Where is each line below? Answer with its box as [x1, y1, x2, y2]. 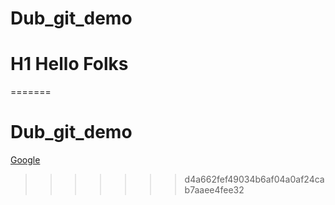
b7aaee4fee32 [184, 184, 245, 196]
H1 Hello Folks [10, 53, 129, 76]
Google [10, 154, 41, 166]
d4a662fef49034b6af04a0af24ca [184, 173, 325, 186]
